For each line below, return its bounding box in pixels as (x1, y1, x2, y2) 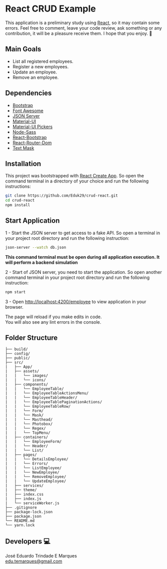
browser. (5, 304, 24, 310)
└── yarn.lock (5, 523, 35, 528)
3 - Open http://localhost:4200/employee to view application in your (5, 299, 147, 305)
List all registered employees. (12, 58, 74, 64)
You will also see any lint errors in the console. (5, 319, 102, 325)
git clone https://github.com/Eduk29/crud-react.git (5, 193, 118, 199)
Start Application (5, 217, 60, 225)
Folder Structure (5, 333, 58, 342)
